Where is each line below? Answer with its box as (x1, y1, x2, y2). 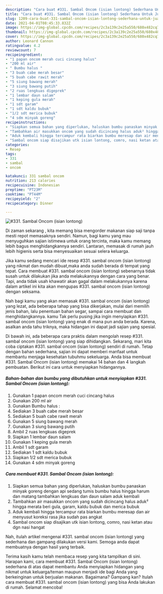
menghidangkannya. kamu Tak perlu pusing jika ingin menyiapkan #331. (5, 313, 149, 319)
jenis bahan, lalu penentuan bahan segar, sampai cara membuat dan (5, 309, 142, 314)
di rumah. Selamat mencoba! (5, 584, 63, 590)
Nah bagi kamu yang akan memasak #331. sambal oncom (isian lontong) (5, 298, 150, 304)
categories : (5, 143, 30, 148)
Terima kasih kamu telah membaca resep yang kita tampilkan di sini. (5, 554, 142, 560)
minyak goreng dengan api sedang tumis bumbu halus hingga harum (12, 488, 149, 494)
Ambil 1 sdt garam (12, 445, 49, 450)
